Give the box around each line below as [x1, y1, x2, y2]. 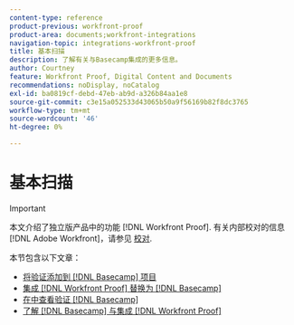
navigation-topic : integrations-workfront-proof [9, 38, 196, 48]
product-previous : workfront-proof [9, 22, 144, 31]
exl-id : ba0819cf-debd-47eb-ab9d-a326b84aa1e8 [9, 89, 188, 98]
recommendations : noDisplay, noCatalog [9, 81, 160, 90]
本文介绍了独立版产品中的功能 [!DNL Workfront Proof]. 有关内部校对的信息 [9, 221, 285, 232]
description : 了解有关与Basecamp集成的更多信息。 [9, 55, 183, 64]
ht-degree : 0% [9, 123, 63, 132]
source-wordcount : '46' [9, 114, 100, 123]
